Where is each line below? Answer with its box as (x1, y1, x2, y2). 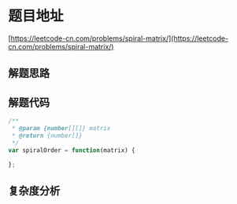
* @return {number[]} (11, 131, 83, 140)
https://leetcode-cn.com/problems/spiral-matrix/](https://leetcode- (10, 33, 229, 43)
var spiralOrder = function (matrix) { (8, 146, 135, 154)
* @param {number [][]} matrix (11, 125, 111, 133)
